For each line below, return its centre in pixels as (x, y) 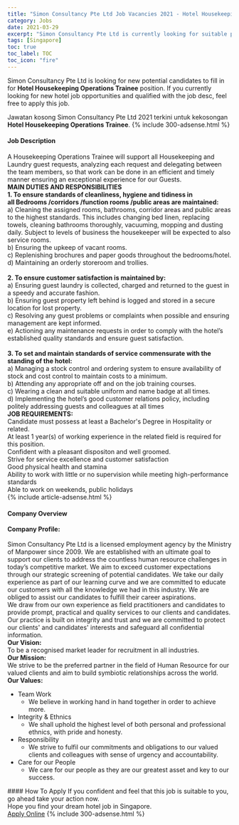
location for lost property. (44, 308)
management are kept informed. (54, 323)
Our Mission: (27, 658)
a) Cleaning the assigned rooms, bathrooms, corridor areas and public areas (119, 209)
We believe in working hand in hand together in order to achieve (122, 702)
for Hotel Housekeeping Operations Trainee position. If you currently (110, 88)
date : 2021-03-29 (33, 27)
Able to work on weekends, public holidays (70, 489)
